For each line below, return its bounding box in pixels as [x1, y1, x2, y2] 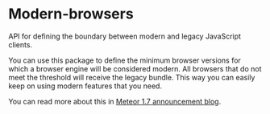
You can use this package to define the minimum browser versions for [8, 55, 242, 65]
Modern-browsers [8, 5, 135, 23]
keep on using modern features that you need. [8, 81, 163, 91]
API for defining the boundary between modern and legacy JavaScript [8, 31, 242, 41]
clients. [8, 39, 33, 49]
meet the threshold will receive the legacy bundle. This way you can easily [8, 72, 255, 82]
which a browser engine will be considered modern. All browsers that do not [8, 63, 262, 73]
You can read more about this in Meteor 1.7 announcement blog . [8, 96, 222, 106]
